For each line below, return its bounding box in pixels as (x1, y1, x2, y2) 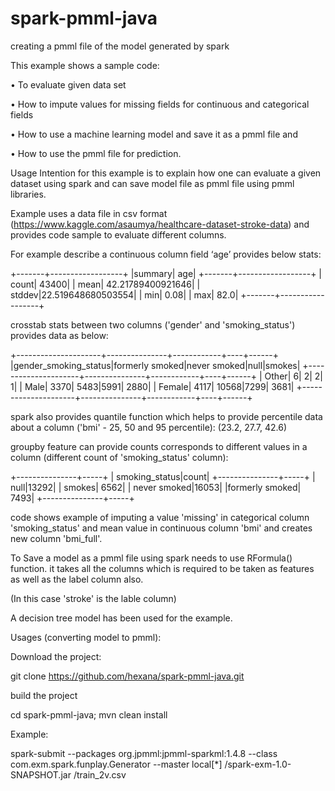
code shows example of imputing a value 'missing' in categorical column (10, 511, 310, 523)
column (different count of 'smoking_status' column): (10, 451, 229, 463)
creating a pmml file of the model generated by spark (10, 40, 230, 52)
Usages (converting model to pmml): (10, 631, 162, 643)
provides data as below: (10, 329, 109, 341)
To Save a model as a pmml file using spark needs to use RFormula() (10, 552, 293, 564)
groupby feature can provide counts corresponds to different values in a (10, 440, 308, 452)
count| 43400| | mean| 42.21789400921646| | (10, 278, 201, 290)
